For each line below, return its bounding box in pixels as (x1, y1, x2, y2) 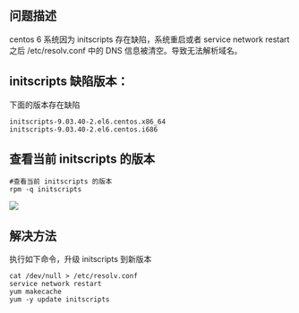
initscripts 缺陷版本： (9, 74, 129, 89)
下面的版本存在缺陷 (9, 99, 81, 110)
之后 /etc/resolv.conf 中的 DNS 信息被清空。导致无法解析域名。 (9, 45, 243, 55)
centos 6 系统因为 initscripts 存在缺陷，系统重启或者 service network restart (9, 34, 290, 45)
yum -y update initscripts (9, 295, 110, 304)
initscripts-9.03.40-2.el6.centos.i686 (9, 124, 158, 134)
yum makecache (9, 287, 63, 297)
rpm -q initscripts (9, 185, 82, 194)
